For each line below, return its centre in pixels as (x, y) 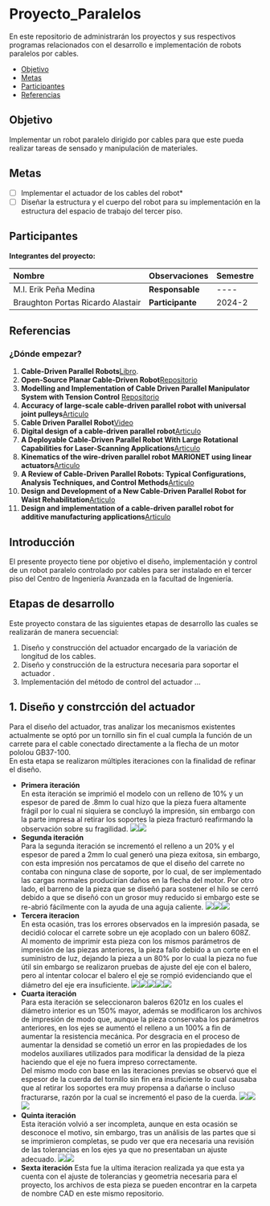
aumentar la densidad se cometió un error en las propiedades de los (134, 1045)
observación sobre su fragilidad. (74, 829)
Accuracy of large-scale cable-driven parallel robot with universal (133, 406)
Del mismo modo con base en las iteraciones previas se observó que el (139, 1070)
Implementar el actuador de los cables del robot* (102, 193)
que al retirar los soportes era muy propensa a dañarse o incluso (128, 1088)
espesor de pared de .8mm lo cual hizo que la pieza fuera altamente (133, 802)
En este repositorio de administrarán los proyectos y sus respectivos (123, 36)
